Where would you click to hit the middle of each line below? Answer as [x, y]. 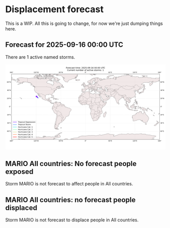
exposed [19, 171]
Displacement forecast [54, 9]
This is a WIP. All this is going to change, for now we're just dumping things [84, 23]
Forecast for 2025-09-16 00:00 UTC [64, 45]
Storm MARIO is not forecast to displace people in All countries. [72, 220]
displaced [21, 207]
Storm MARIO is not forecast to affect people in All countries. [69, 184]
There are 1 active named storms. [40, 57]
